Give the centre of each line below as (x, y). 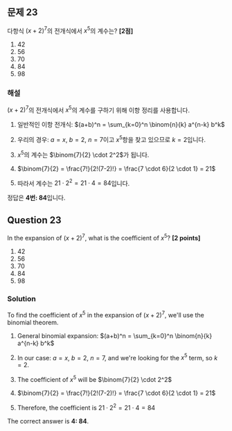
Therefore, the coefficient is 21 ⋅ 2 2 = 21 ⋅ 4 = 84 (86, 407)
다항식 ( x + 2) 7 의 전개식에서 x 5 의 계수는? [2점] (70, 30)
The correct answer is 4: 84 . (48, 421)
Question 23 (34, 220)
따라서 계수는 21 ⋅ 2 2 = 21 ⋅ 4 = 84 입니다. (73, 182)
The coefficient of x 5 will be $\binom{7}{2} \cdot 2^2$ (94, 379)
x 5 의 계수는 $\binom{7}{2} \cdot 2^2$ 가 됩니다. (83, 154)
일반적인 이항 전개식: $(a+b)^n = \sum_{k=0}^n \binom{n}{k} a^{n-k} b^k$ (121, 125)
